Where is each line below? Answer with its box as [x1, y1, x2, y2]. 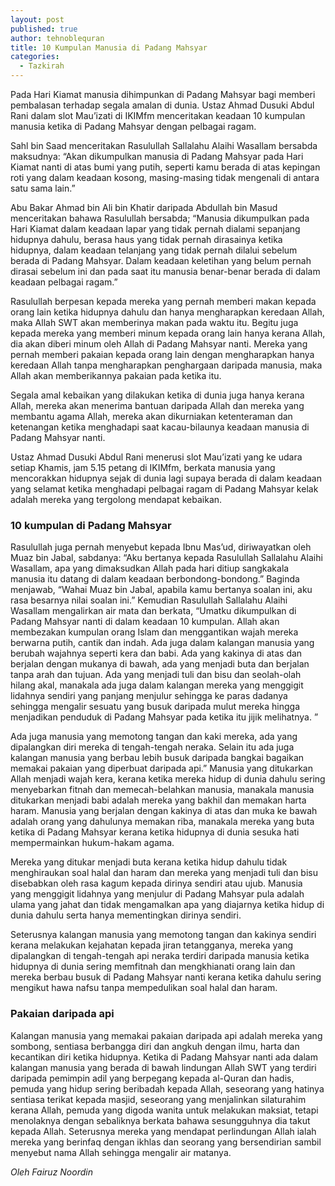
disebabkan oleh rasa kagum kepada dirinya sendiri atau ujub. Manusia [10, 877, 303, 890]
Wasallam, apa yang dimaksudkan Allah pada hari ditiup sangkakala [10, 562, 290, 575]
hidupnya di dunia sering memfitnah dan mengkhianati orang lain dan [10, 961, 296, 973]
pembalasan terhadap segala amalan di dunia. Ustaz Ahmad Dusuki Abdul [10, 99, 315, 111]
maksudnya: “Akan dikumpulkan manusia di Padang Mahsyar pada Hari [10, 151, 304, 162]
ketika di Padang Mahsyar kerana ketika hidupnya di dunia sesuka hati [10, 826, 300, 838]
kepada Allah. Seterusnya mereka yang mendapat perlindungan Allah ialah [10, 1125, 317, 1137]
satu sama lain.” [10, 182, 76, 194]
